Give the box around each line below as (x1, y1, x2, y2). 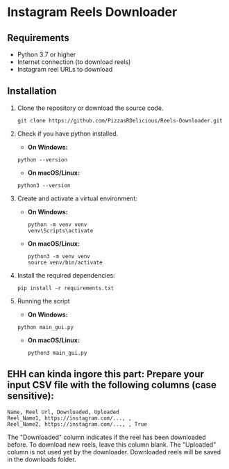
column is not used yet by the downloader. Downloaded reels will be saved (7, 447, 221, 456)
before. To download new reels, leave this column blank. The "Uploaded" (7, 440, 217, 449)
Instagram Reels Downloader (7, 4, 178, 20)
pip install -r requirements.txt (17, 285, 114, 292)
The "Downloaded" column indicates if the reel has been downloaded (7, 433, 206, 441)
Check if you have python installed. (17, 129, 119, 138)
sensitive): (7, 390, 54, 402)
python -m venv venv (27, 221, 87, 228)
